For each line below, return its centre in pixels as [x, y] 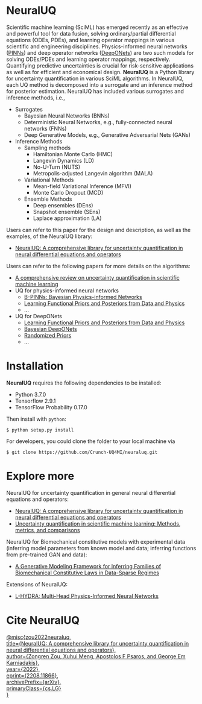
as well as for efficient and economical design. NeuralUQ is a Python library [100, 72]
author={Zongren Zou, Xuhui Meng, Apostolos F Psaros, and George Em [96, 656]
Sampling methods [47, 148]
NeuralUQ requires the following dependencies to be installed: [84, 383]
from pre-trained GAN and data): [47, 555]
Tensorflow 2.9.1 [35, 401]
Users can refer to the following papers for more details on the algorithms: [99, 266]
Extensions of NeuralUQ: [37, 584]
